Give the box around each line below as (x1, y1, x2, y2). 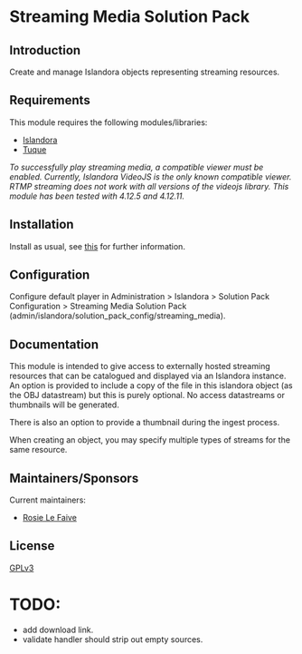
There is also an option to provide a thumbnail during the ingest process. (9, 417, 280, 428)
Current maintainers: (9, 494, 86, 505)
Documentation (9, 337, 99, 352)
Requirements (9, 93, 90, 108)
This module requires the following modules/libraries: (9, 116, 208, 128)
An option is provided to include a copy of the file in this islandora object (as (9, 380, 293, 391)
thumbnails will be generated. (9, 399, 119, 410)
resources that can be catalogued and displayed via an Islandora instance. (9, 370, 287, 382)
